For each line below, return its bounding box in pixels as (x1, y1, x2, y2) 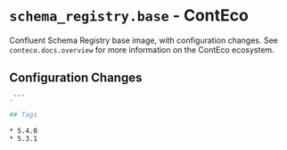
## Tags (9, 110, 38, 119)
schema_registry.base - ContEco (9, 5, 250, 26)
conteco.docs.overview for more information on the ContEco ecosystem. (9, 44, 275, 54)
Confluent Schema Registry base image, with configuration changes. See (9, 35, 278, 46)
